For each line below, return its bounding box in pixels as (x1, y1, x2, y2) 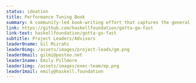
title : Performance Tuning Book (6, 14, 85, 20)
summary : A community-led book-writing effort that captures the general (6, 19, 191, 25)
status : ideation (6, 8, 49, 15)
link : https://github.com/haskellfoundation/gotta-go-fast (6, 25, 154, 31)
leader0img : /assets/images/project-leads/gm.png (6, 47, 130, 53)
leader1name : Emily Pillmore (6, 57, 77, 63)
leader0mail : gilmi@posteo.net (6, 52, 83, 58)
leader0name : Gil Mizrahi (6, 41, 69, 47)
